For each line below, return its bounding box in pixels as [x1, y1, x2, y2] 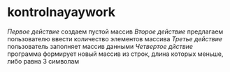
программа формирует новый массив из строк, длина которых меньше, [7, 50, 224, 58]
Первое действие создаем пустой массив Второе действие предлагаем [7, 27, 224, 36]
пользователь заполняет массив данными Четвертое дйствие [7, 42, 194, 50]
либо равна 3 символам [7, 57, 80, 65]
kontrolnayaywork [7, 4, 116, 20]
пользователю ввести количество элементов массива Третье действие [7, 34, 222, 43]
